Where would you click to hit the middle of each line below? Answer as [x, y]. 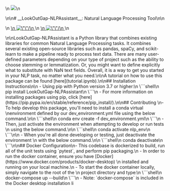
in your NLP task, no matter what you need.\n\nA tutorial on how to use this [84, 75]
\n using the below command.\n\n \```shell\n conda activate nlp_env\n [78, 129]
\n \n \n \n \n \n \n [37, 28]
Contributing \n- [147, 102]
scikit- [152, 49]
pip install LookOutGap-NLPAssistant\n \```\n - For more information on [79, 92]
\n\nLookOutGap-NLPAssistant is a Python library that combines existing [81, 38]
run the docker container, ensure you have [49, 156]
